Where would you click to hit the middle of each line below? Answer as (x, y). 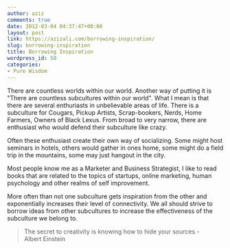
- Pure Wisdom (27, 71)
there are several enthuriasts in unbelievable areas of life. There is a (103, 105)
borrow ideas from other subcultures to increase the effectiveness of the (110, 211)
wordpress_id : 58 (32, 58)
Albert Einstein (45, 238)
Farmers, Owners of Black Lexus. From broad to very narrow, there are (107, 120)
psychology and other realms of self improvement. (78, 183)
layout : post (26, 33)
